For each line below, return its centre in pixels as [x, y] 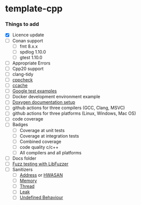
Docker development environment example [56, 97]
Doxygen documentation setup [44, 102]
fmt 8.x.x [29, 46]
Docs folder [24, 158]
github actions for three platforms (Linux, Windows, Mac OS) [74, 113]
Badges [20, 125]
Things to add [22, 24]
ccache [20, 85]
